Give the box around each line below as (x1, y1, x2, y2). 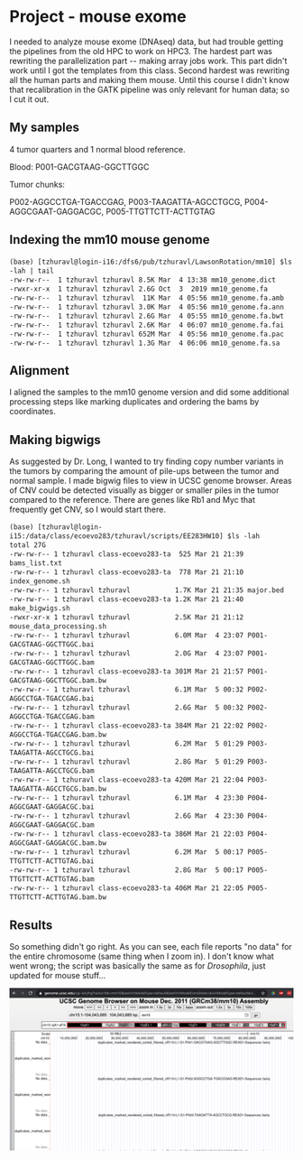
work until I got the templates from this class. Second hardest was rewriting (9, 65, 290, 76)
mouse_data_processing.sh (9, 622, 106, 631)
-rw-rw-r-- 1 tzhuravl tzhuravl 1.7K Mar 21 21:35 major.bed (9, 586, 284, 595)
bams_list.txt (9, 559, 63, 568)
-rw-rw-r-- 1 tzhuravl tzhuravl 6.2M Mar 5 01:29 (9, 739, 244, 748)
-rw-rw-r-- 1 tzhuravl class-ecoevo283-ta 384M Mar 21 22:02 (9, 721, 244, 730)
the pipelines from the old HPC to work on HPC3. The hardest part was (9, 45, 273, 56)
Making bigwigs (9, 432, 101, 448)
